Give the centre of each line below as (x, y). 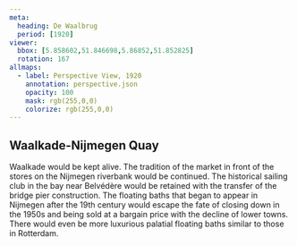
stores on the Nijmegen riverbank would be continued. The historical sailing (148, 176)
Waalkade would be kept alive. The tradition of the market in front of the (142, 167)
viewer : (24, 42)
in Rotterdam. (34, 233)
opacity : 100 (50, 92)
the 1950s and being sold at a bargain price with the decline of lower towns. (149, 215)
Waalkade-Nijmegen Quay (84, 145)
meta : (19, 17)
